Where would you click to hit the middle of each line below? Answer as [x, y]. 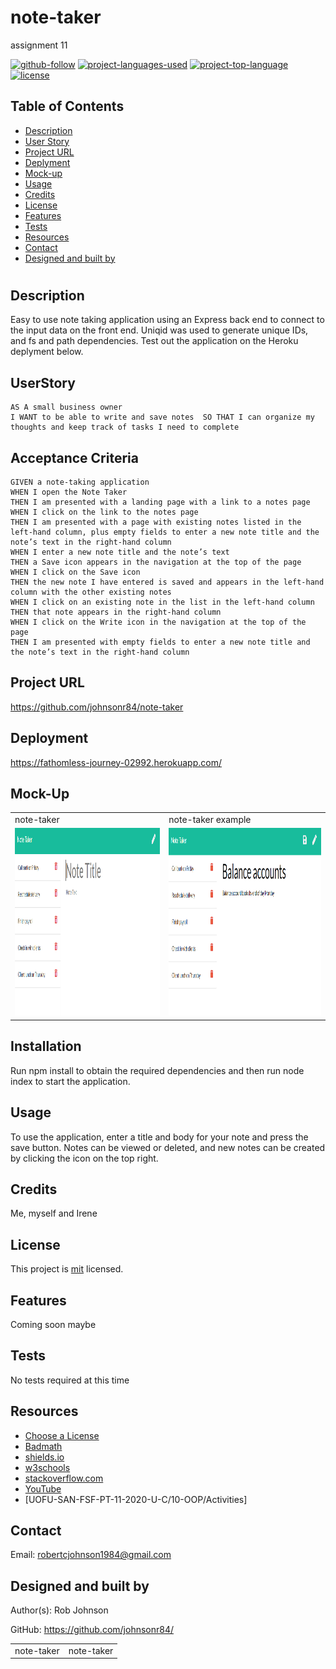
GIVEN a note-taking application [80, 482]
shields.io [44, 1457]
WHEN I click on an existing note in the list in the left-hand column [162, 602]
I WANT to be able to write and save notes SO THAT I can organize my [162, 417]
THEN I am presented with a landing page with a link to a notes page [160, 502]
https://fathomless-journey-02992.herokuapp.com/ [116, 762]
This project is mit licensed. [67, 1269]
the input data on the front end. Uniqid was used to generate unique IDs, [159, 330]
